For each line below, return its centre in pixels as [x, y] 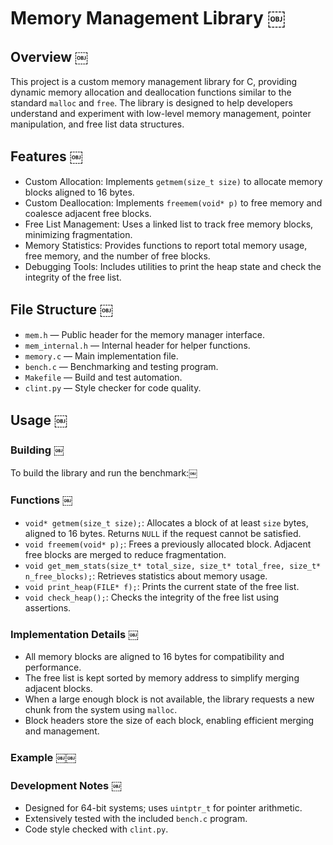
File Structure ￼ [61, 310]
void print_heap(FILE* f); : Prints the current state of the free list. [162, 586]
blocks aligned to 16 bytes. [79, 192]
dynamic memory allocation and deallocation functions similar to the [151, 92]
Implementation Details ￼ [74, 634]
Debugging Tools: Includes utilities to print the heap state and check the [173, 266]
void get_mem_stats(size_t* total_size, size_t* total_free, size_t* [173, 566]
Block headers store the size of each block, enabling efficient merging [169, 720]
